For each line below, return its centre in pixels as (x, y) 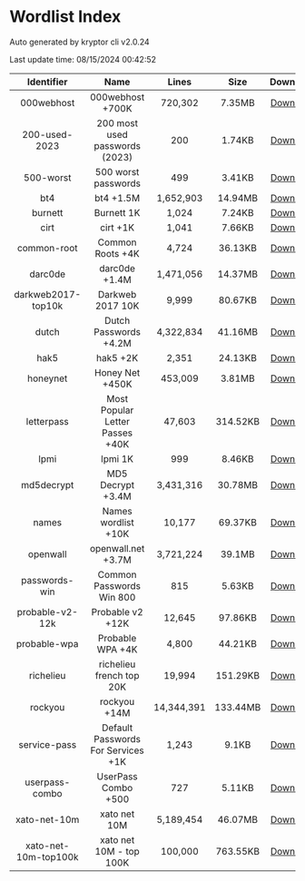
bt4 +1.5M (118, 198)
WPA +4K (117, 649)
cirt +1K (117, 227)
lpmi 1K (118, 458)
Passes (117, 433)
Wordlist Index (65, 17)
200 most (118, 122)
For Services (117, 750)
